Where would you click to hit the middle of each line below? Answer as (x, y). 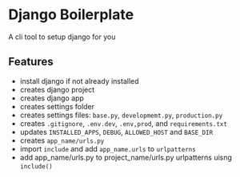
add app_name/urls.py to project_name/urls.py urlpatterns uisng (126, 157)
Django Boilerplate (71, 15)
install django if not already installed (79, 81)
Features (31, 62)
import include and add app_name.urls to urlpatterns (108, 148)
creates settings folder (57, 106)
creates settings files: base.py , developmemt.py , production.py (121, 115)
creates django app (52, 98)
